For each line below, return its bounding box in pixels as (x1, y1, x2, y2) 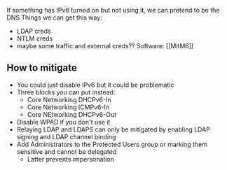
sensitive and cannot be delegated (16, 147, 117, 156)
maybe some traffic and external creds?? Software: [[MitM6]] (16, 42, 194, 50)
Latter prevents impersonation (27, 155, 115, 163)
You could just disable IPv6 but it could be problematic (16, 80, 174, 89)
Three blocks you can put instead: (16, 87, 116, 97)
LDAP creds (16, 27, 52, 35)
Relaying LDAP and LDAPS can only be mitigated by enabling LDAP (16, 125, 211, 134)
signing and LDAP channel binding (16, 132, 116, 141)
